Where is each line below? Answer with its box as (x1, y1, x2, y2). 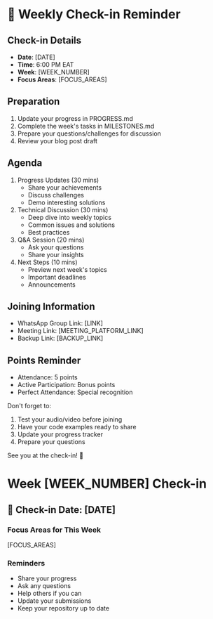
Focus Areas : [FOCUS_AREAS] (17, 75, 107, 84)
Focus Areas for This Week (7, 525, 102, 535)
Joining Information (7, 301, 96, 313)
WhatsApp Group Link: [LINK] (17, 319, 104, 327)
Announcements (27, 280, 76, 289)
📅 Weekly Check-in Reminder (7, 6, 181, 22)
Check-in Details (7, 34, 82, 46)
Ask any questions (17, 582, 71, 590)
